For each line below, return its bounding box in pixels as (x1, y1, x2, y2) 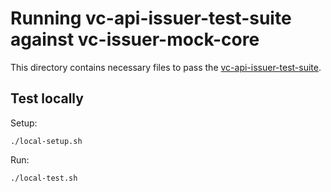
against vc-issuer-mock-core (10, 28, 260, 51)
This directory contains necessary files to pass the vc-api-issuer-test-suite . (10, 61, 322, 73)
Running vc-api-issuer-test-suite (10, 7, 292, 30)
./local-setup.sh (10, 136, 83, 146)
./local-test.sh (10, 173, 78, 183)
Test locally (10, 90, 84, 107)
